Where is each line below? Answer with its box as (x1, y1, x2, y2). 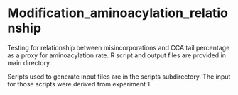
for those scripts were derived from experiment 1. (7, 79, 152, 88)
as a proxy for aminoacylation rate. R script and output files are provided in (7, 51, 226, 60)
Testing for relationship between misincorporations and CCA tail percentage (7, 43, 230, 52)
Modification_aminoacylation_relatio (7, 5, 229, 21)
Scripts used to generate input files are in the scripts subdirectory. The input (7, 72, 231, 81)
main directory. (7, 58, 52, 67)
